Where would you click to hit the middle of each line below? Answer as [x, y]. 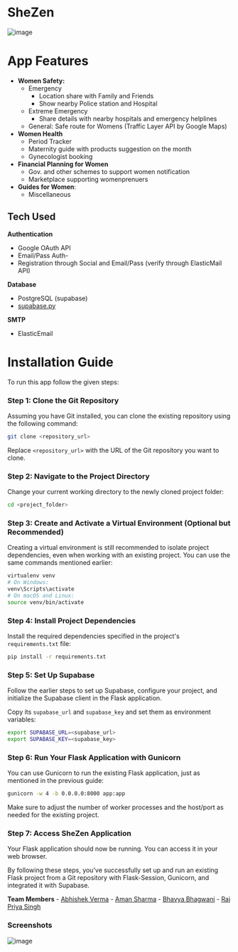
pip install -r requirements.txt [57, 657]
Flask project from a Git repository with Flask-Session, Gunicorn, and [108, 878]
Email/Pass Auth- [43, 255]
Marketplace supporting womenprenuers [88, 179]
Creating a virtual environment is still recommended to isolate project [108, 548]
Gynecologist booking [60, 156]
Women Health [40, 133]
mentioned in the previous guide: [56, 781]
